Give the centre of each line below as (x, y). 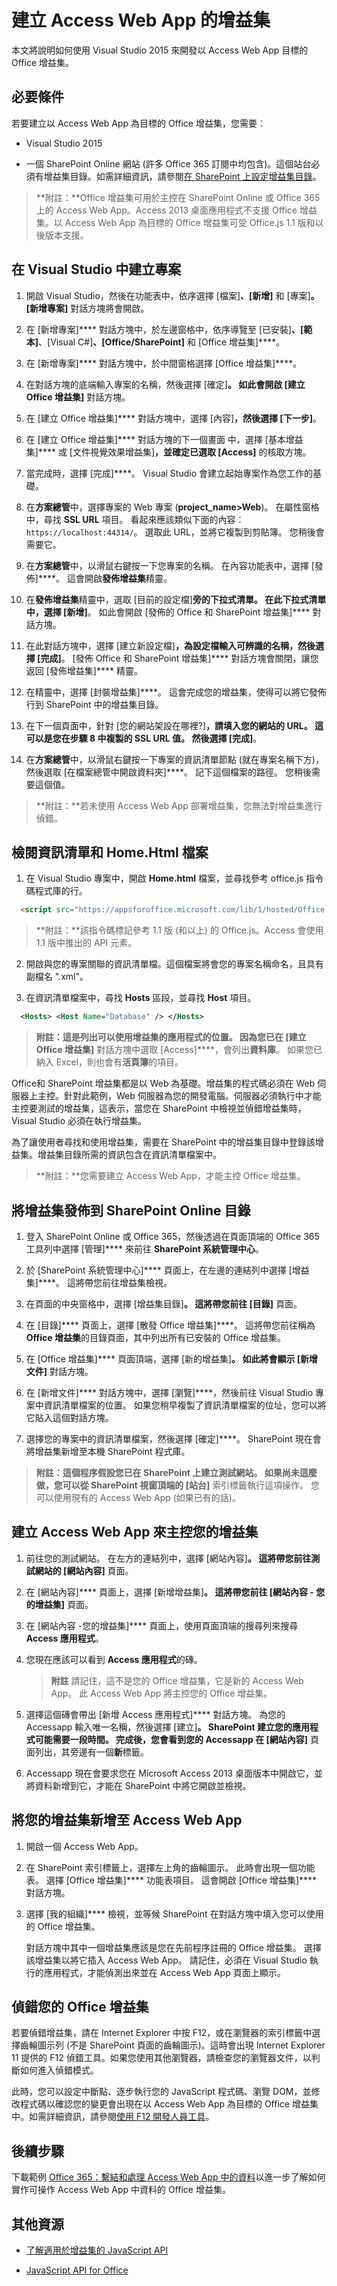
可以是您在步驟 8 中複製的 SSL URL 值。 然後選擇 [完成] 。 (144, 738)
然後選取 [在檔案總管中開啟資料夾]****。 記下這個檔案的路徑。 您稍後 (168, 772)
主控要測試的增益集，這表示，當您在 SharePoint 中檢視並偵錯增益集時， (159, 1108)
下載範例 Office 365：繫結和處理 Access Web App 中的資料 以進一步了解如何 (168, 2177)
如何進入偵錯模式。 (59, 2070)
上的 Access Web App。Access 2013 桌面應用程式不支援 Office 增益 (176, 210)
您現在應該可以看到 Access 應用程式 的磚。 (114, 1659)
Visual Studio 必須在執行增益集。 (79, 1121)
